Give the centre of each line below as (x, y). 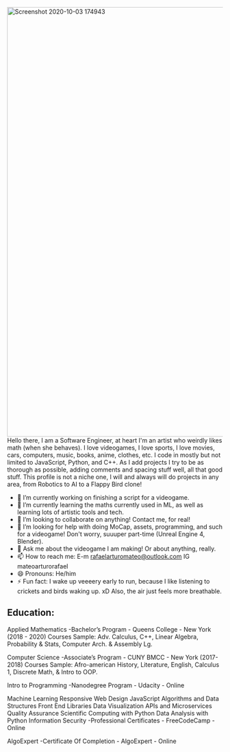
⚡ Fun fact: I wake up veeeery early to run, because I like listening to (113, 581)
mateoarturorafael (42, 566)
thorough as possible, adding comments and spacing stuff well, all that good (115, 469)
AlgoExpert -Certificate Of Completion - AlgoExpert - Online (92, 741)
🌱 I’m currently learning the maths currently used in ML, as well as (110, 505)
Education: (31, 613)
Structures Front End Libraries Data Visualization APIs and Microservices (110, 706)
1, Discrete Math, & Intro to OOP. (52, 672)
